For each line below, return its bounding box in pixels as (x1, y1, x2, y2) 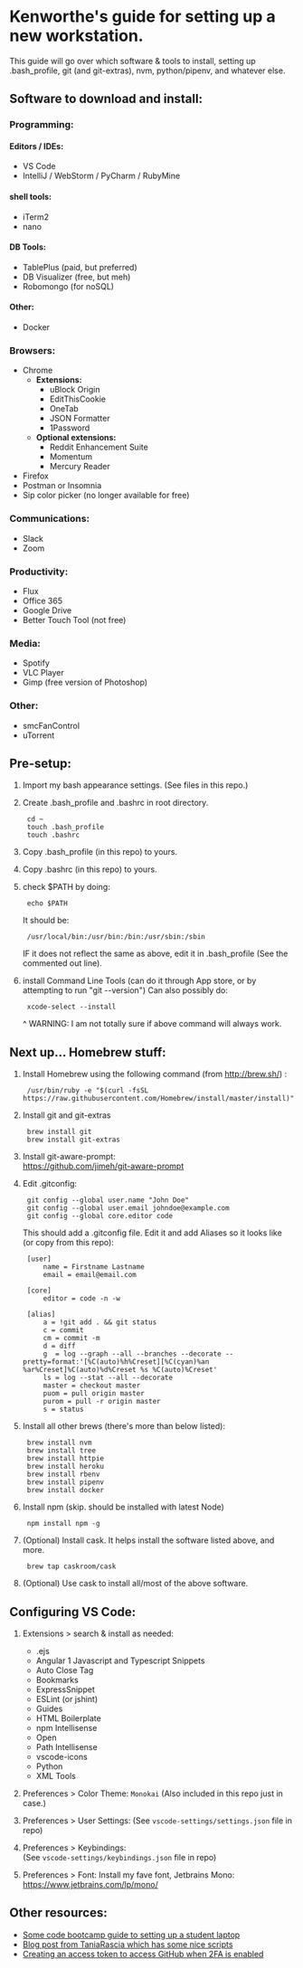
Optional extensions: (35, 432, 117, 443)
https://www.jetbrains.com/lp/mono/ (22, 1878, 158, 1889)
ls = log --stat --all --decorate (43, 1373, 174, 1383)
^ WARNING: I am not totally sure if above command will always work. (22, 1018, 282, 1029)
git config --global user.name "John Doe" (26, 1196, 190, 1205)
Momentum (49, 451, 93, 462)
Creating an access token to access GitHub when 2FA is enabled (22, 1948, 264, 1959)
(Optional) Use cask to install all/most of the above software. (22, 1578, 249, 1589)
